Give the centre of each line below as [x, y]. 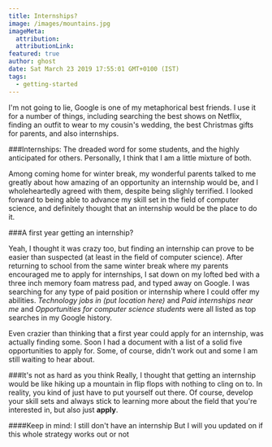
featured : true [34, 54]
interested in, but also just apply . [63, 410]
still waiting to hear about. [52, 359]
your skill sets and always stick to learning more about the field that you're [133, 401]
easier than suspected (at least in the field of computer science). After [126, 256]
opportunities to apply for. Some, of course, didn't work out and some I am [133, 350]
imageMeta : [27, 31]
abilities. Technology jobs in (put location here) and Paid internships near [131, 300]
